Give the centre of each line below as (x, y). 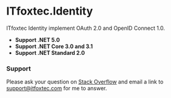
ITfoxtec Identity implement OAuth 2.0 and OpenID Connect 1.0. (86, 28)
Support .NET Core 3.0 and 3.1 (54, 46)
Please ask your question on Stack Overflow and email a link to (85, 82)
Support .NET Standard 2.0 (50, 52)
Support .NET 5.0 (37, 40)
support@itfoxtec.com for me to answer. (57, 88)
